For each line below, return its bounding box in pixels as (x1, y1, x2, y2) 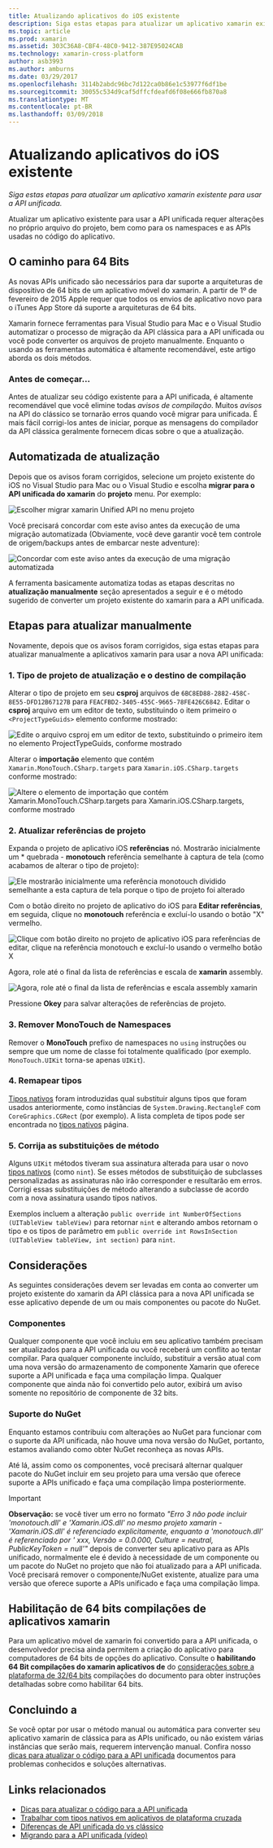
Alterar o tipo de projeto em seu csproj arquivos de (8, 687, 180, 697)
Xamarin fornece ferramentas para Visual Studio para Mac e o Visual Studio (8, 318, 262, 328)
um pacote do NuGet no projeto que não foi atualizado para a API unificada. (8, 1560, 262, 1570)
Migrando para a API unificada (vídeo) (19, 1830, 148, 1840)
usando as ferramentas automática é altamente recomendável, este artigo (8, 344, 256, 354)
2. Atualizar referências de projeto (8, 824, 146, 836)
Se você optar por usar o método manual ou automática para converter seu (8, 1724, 261, 1735)
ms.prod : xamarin (8, 34, 67, 43)
